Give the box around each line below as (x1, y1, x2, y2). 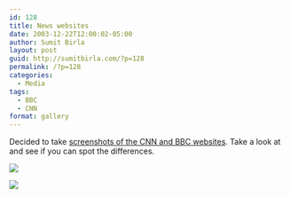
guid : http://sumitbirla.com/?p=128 (9, 54, 145, 63)
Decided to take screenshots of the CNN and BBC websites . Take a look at (9, 137, 281, 147)
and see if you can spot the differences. (9, 146, 155, 156)
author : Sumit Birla (9, 37, 86, 47)
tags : (9, 87, 29, 96)
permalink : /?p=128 (9, 63, 82, 72)
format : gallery (9, 112, 69, 121)
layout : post (9, 46, 58, 55)
